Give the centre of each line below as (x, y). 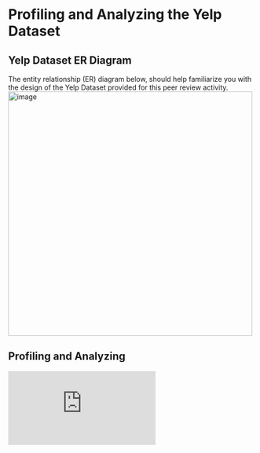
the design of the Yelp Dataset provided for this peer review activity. (118, 87)
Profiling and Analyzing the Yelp (115, 15)
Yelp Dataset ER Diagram (70, 60)
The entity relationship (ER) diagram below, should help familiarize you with (130, 79)
